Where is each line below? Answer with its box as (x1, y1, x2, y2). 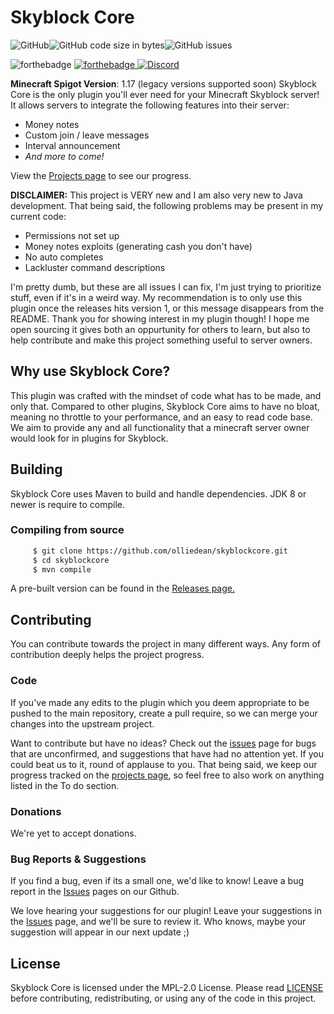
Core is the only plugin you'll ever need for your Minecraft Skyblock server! (10, 88, 320, 100)
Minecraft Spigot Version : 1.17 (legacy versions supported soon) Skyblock (10, 77, 317, 90)
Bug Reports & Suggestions (10, 852, 147, 866)
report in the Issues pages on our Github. (10, 886, 180, 898)
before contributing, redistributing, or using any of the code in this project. (10, 992, 317, 1004)
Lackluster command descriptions (24, 261, 166, 273)
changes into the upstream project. (10, 717, 155, 730)
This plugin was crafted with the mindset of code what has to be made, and (10, 389, 322, 401)
